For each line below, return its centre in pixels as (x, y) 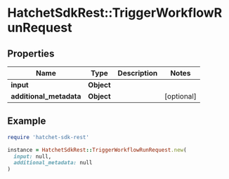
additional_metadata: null (53, 163)
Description (138, 73)
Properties (31, 53)
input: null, (33, 156)
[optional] (180, 96)
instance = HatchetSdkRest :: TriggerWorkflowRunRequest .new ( (97, 150)
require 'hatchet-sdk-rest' (48, 137)
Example (27, 121)
